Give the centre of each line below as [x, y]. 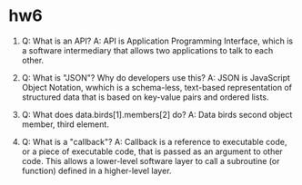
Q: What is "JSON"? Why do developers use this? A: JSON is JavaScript [156, 77]
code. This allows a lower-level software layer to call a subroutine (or [151, 161]
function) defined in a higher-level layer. [96, 170]
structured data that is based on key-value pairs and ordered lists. [145, 97]
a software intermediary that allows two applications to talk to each [147, 50]
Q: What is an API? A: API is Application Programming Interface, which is [157, 41]
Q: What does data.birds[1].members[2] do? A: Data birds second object [157, 114]
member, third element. [65, 124]
